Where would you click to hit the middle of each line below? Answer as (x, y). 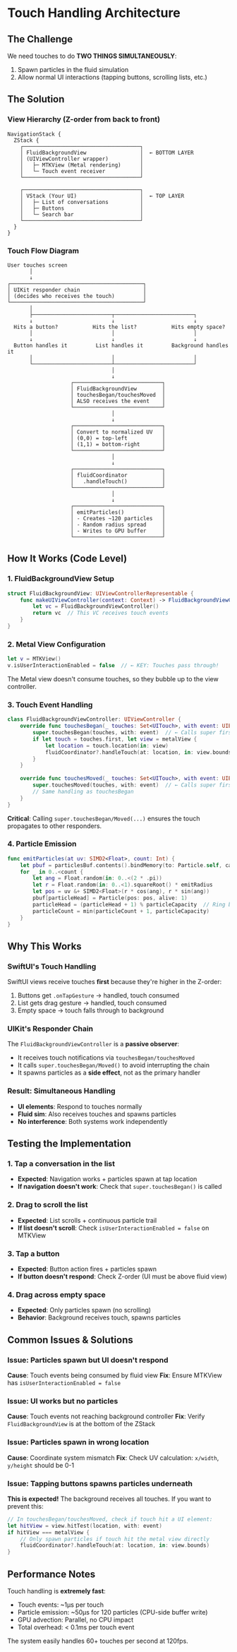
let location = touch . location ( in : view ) (107, 746)
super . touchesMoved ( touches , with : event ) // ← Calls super (124, 785)
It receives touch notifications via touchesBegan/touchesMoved (106, 1058)
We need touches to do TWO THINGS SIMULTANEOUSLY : (92, 56)
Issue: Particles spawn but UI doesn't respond (88, 1360)
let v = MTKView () (34, 659)
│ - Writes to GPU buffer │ (118, 531)
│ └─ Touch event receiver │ (81, 171)
